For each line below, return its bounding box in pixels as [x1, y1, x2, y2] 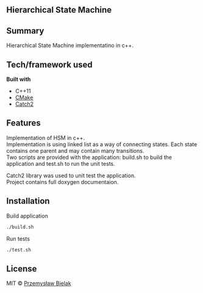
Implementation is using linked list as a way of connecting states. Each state [6, 140, 198, 148]
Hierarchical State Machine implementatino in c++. [6, 42, 134, 49]
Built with [6, 76, 31, 83]
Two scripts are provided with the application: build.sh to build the [6, 154, 173, 161]
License [6, 263, 37, 274]
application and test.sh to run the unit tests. [6, 160, 116, 167]
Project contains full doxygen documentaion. [6, 178, 119, 185]
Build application [6, 212, 49, 219]
